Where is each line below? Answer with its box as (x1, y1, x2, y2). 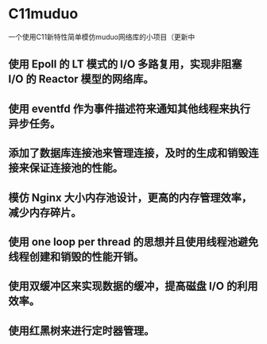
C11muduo (8, 5, 79, 23)
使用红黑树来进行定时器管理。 (8, 323, 155, 338)
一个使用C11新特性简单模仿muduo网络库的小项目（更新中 (8, 32, 195, 41)
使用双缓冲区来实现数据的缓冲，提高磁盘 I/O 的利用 (8, 280, 258, 293)
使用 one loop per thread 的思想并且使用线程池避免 (8, 235, 259, 249)
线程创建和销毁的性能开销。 (8, 249, 145, 263)
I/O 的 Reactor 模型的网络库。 (8, 72, 154, 86)
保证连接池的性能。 (29, 161, 123, 175)
